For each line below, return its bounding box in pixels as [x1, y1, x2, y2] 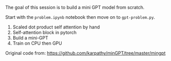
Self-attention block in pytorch [12, 29, 77, 35]
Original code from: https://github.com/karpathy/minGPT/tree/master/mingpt [5, 50, 166, 56]
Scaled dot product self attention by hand [12, 24, 100, 30]
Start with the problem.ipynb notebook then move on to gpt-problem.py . [5, 14, 155, 20]
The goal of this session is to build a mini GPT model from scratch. [5, 5, 145, 10]
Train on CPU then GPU [12, 40, 62, 46]
